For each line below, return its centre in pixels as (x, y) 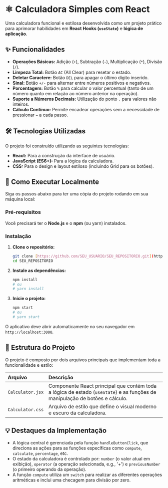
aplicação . (16, 34)
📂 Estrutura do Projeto (40, 347)
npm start (23, 308)
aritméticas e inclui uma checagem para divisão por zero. (71, 480)
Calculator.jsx (26, 392)
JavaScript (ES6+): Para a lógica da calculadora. (63, 161)
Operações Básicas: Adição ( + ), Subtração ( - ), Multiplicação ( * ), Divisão (87, 62)
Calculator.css (26, 410)
